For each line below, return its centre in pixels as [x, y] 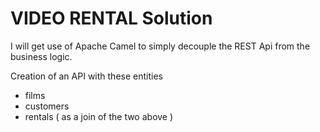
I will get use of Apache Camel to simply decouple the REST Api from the [160, 46]
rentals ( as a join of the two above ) [99, 116]
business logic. [41, 56]
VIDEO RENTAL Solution [111, 18]
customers [47, 106]
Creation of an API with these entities [86, 76]
